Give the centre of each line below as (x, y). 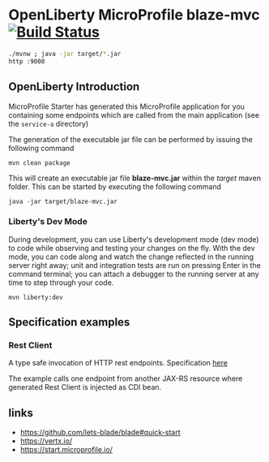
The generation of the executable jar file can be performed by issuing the (130, 139)
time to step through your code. (61, 283)
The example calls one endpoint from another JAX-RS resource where (126, 378)
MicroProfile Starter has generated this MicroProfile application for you (127, 106)
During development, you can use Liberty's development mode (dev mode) (134, 239)
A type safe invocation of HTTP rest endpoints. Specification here (118, 363)
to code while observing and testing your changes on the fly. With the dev (132, 248)
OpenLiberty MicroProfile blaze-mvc (134, 15)
